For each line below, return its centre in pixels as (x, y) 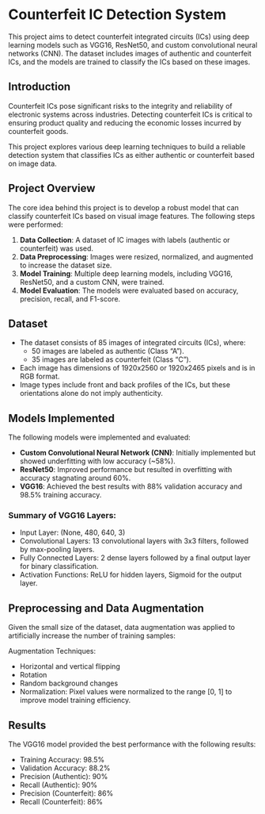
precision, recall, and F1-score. (70, 298)
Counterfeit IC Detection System (117, 15)
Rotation (33, 675)
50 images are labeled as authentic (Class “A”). (108, 351)
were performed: (36, 225)
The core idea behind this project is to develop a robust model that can (124, 207)
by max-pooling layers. (57, 550)
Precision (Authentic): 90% (64, 777)
